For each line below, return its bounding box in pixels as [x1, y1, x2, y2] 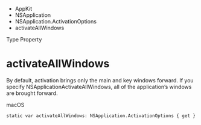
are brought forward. [6, 90, 59, 97]
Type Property [6, 36, 42, 43]
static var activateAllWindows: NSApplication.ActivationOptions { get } [6, 112, 196, 119]
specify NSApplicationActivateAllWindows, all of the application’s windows [6, 83, 192, 90]
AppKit [14, 5, 33, 12]
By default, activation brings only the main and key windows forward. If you [6, 76, 194, 84]
